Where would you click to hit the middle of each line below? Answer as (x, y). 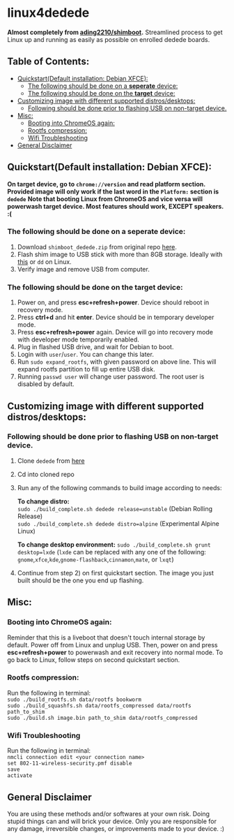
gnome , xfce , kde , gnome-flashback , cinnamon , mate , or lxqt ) (95, 559)
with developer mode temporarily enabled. (78, 339)
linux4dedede (48, 13)
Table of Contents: (48, 62)
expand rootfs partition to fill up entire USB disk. (86, 369)
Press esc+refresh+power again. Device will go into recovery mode (115, 332)
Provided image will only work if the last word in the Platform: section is (113, 191)
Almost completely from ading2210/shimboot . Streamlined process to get (115, 32)
